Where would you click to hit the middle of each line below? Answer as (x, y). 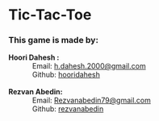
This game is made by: (54, 40)
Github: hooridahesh (66, 75)
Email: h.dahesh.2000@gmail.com (89, 66)
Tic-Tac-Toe (50, 15)
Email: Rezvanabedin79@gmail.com (91, 100)
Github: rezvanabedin (68, 109)
